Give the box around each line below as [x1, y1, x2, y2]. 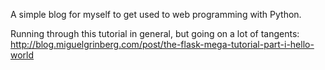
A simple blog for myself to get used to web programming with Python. [10, 9, 302, 20]
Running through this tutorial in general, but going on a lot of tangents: [10, 28, 300, 39]
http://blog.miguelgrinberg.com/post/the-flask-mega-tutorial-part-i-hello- [10, 39, 315, 50]
